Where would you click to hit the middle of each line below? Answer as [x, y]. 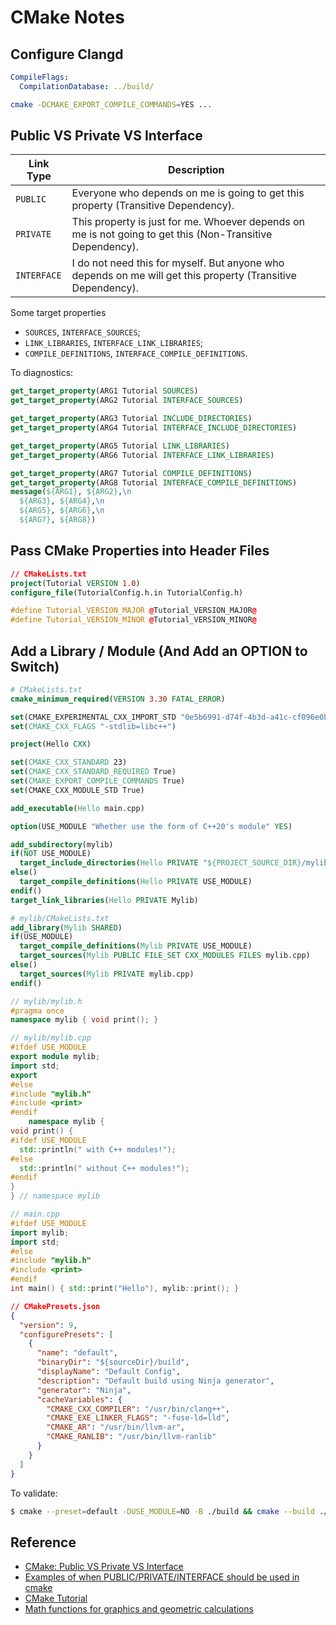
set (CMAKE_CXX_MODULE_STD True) [77, 790]
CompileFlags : [40, 77]
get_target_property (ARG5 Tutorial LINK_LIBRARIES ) [120, 446]
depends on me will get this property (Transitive [184, 276]
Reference [43, 1542]
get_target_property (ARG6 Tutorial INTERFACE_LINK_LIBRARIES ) [142, 455]
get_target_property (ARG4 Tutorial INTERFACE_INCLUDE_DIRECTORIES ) [154, 428]
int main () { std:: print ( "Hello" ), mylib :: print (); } [125, 1289]
